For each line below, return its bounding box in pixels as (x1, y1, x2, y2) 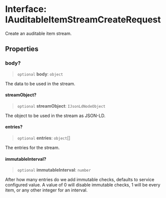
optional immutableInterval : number (17, 167, 91, 173)
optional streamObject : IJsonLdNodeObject (17, 103, 106, 109)
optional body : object (17, 71, 63, 77)
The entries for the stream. (5, 145, 60, 151)
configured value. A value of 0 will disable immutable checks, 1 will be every (5, 182, 161, 188)
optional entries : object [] (17, 135, 71, 141)
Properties (5, 45, 39, 53)
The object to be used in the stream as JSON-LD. (5, 113, 106, 119)
